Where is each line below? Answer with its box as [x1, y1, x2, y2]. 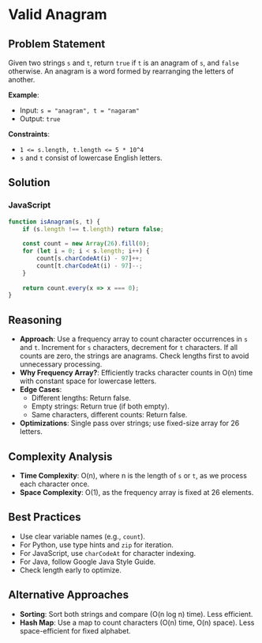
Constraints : [8, 129, 50, 139]
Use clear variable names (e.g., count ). [19, 531, 146, 541]
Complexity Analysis [8, 450, 113, 463]
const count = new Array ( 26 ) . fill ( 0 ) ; [22, 240, 150, 248]
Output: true [19, 114, 61, 124]
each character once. [19, 479, 90, 489]
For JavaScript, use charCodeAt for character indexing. [19, 548, 196, 557]
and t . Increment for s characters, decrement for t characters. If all [19, 343, 238, 352]
